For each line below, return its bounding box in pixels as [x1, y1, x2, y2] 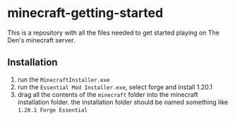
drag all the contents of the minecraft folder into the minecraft [17, 90, 199, 98]
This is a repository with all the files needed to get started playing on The [7, 28, 220, 37]
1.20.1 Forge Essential [17, 106, 88, 114]
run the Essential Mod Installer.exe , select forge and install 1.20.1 [17, 83, 213, 91]
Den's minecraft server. [7, 35, 76, 44]
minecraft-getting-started [7, 5, 164, 21]
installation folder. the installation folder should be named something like [17, 98, 229, 106]
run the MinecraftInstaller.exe [17, 75, 111, 83]
